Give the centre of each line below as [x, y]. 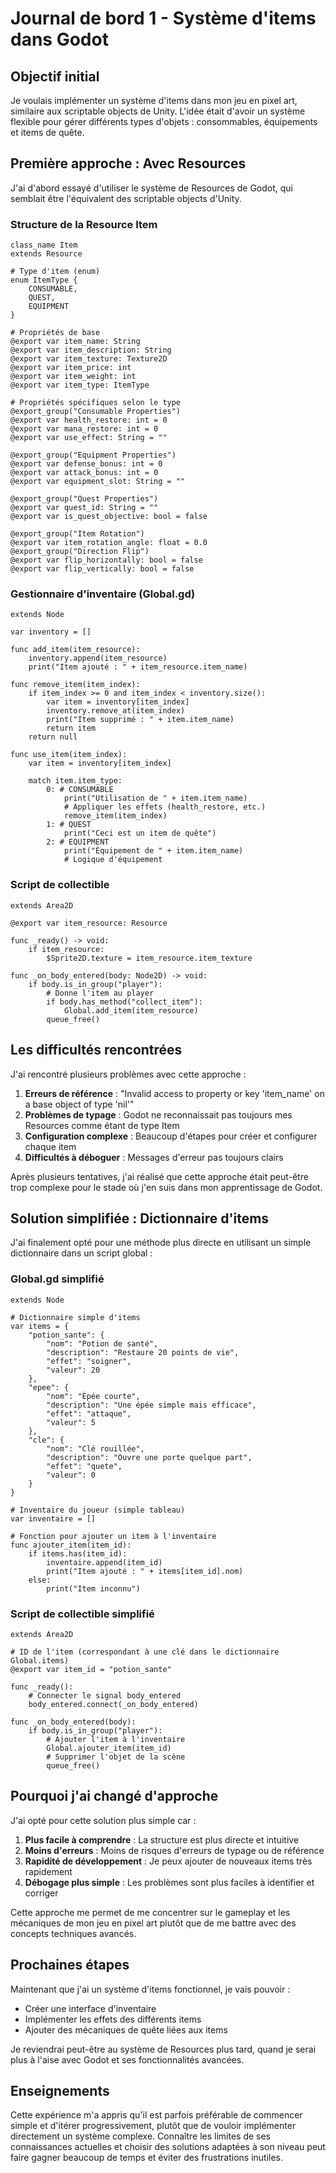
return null [53, 737]
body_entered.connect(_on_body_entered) [113, 1704]
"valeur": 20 [73, 1370]
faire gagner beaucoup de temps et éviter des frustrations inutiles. [147, 2158]
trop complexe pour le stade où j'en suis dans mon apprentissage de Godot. [166, 1187]
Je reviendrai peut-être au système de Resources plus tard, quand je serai [163, 2049]
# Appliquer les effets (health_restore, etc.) [165, 807]
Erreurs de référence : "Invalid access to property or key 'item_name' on [174, 1093]
